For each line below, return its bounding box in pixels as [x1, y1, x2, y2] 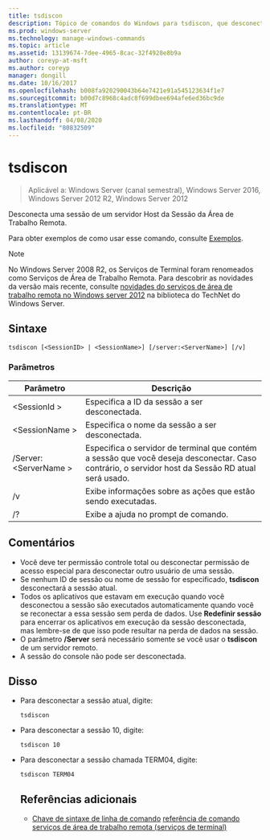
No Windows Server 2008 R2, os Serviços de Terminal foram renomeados [8, 264, 254, 274]
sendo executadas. [85, 495, 157, 506]
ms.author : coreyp [8, 64, 70, 72]
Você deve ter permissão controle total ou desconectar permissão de [19, 557, 250, 567]
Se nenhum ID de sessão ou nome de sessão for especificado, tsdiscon [19, 574, 260, 584]
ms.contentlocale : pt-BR [8, 109, 92, 117]
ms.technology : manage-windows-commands [8, 34, 146, 43]
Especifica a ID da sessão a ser [85, 395, 203, 407]
